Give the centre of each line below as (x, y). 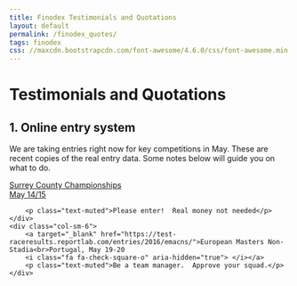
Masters (250, 242)
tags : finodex (36, 42)
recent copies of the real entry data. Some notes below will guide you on (142, 159)
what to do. (30, 168)
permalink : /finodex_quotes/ (63, 34)
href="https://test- (139, 234)
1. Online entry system (72, 127)
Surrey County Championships (65, 185)
